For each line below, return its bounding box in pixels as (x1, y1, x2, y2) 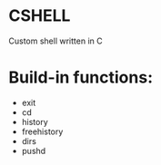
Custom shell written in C (8, 35, 103, 46)
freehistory (21, 126, 64, 137)
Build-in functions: (8, 67, 154, 88)
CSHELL (8, 5, 71, 26)
